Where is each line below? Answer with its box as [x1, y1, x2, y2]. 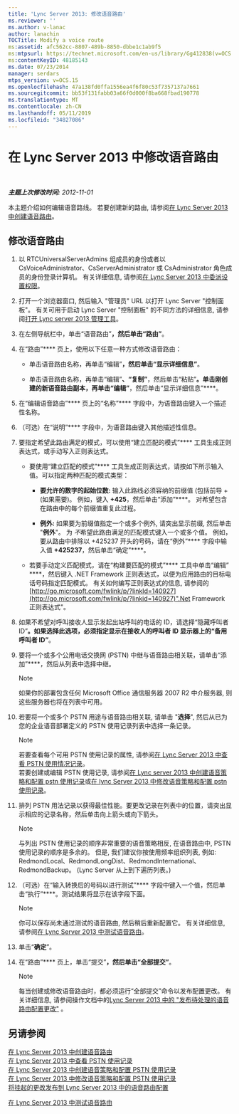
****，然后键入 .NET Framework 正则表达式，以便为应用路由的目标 [28, 570, 225, 579]
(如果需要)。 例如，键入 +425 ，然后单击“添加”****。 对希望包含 [39, 495, 228, 504]
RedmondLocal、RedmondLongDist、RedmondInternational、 [18, 857, 201, 866]
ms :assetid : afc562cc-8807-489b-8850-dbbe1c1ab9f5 [8, 43, 161, 51]
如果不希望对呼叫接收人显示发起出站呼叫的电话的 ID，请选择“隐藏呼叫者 [18, 618, 229, 626]
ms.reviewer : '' [8, 17, 56, 24]
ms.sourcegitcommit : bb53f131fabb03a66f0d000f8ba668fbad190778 [8, 90, 200, 97]
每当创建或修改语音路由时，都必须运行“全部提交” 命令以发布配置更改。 [18, 987, 224, 995]
